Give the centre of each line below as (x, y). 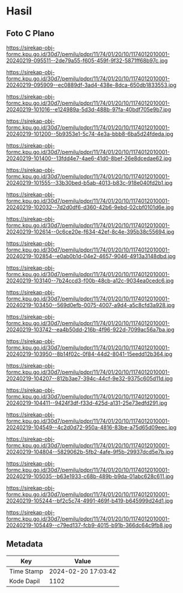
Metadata (25, 544)
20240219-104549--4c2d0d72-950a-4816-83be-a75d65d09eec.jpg (91, 427)
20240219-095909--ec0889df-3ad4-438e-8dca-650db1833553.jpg (91, 85)
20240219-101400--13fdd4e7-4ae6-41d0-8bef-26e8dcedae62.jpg (89, 158)
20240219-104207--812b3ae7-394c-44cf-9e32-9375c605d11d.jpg (89, 378)
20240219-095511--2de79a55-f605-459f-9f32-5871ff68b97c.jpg (87, 61)
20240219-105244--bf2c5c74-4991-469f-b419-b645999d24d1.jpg (89, 501)
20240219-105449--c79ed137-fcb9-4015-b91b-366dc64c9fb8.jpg (89, 525)
